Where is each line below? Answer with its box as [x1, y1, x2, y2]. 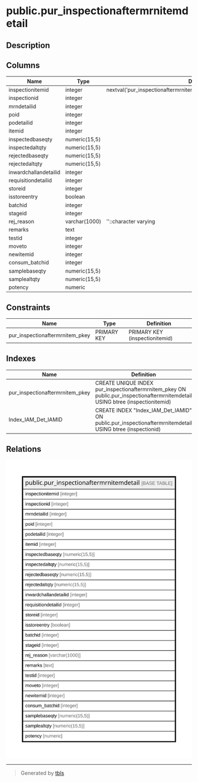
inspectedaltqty [8, 144, 47, 151]
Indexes [6, 354, 37, 364]
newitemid [8, 251, 34, 258]
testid [8, 234, 22, 241]
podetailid [8, 119, 33, 127]
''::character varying [106, 218, 156, 225]
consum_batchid [8, 259, 49, 266]
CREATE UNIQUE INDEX [95, 380, 154, 387]
